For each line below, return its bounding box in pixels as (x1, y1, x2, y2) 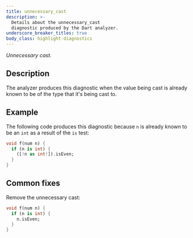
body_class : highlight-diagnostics (6, 36, 93, 42)
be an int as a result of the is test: (6, 129, 89, 136)
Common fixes (6, 178, 60, 188)
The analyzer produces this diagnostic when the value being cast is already (6, 84, 188, 91)
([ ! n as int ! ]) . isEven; (16, 151, 75, 157)
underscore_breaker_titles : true (6, 30, 87, 36)
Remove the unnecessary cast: (6, 194, 80, 201)
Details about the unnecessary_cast (11, 19, 100, 25)
